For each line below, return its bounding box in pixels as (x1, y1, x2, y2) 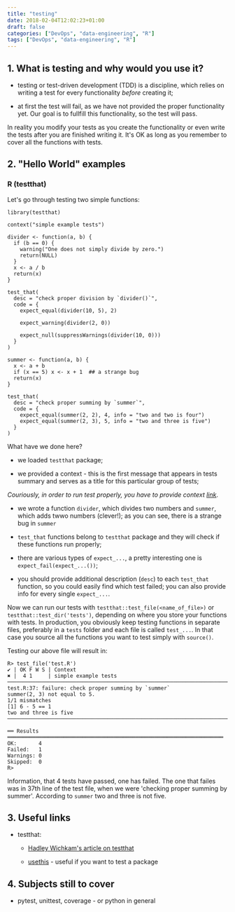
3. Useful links (7, 812, 71, 824)
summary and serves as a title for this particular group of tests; (17, 476, 199, 485)
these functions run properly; (17, 539, 102, 548)
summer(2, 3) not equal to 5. (7, 690, 96, 698)
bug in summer (17, 518, 57, 527)
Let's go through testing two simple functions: (7, 195, 140, 203)
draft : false (7, 23, 45, 30)
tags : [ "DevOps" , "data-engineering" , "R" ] (7, 36, 136, 43)
